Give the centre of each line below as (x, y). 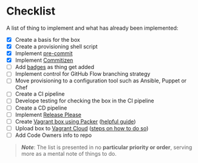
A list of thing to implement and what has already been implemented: (92, 28)
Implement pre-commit (44, 53)
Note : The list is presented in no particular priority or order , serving (107, 147)
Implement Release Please (48, 115)
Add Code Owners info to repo (53, 135)
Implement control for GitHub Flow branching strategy (83, 74)
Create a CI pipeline (40, 94)
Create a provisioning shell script (56, 46)
